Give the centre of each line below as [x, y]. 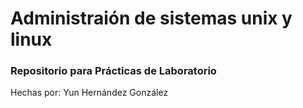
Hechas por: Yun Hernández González [89, 93]
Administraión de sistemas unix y [151, 18]
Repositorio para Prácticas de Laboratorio [113, 71]
